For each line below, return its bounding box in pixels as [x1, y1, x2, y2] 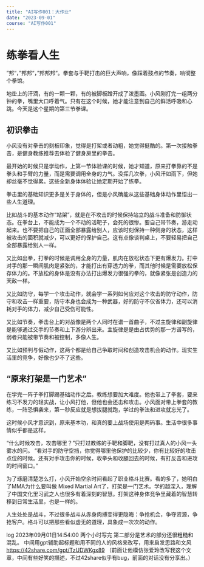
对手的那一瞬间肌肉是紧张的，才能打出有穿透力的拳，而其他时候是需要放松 [6, 262, 192, 269]
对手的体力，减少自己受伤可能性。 [11, 305, 97, 313]
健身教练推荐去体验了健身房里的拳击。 [22, 149, 118, 157]
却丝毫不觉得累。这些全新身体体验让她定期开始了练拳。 [6, 177, 144, 185]
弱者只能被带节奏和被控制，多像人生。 [6, 334, 102, 341]
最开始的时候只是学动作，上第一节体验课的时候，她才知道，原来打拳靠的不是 [6, 162, 198, 170]
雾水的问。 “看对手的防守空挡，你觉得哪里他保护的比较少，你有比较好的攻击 [6, 447, 197, 454]
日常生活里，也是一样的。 [16, 498, 81, 505]
